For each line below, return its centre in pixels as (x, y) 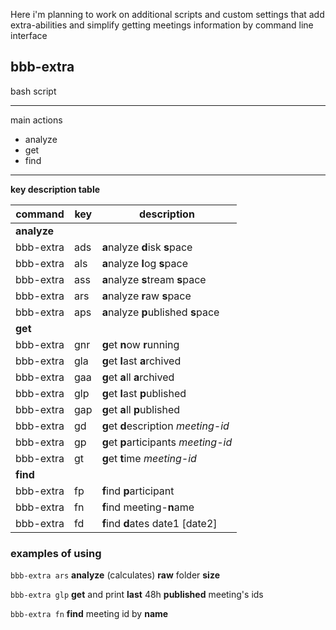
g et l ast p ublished (144, 393)
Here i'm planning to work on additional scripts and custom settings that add (167, 14)
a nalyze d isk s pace (147, 247)
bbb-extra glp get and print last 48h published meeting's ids (137, 595)
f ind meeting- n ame (148, 507)
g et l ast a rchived (141, 361)
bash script (33, 91)
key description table (55, 189)
